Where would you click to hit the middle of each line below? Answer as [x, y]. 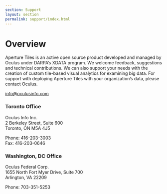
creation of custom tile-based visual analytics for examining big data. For [80, 73]
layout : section [22, 14]
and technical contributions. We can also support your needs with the [77, 68]
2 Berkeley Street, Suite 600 [34, 123]
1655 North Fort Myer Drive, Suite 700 [44, 172]
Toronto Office [23, 107]
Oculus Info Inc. [21, 117]
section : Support [23, 10]
